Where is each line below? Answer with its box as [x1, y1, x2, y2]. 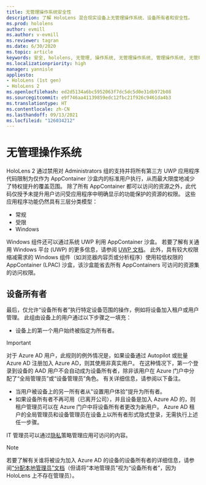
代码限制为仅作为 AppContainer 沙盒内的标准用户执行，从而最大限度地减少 [6, 175, 195, 182]
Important [6, 339, 31, 346]
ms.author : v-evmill [6, 32, 59, 38]
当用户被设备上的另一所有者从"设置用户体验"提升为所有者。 [15, 388, 166, 395]
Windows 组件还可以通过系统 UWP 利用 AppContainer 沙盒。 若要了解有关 [6, 238, 194, 246]
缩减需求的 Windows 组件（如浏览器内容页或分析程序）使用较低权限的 [6, 254, 183, 261]
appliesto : [6, 72, 34, 78]
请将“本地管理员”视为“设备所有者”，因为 [75, 464, 177, 471]
